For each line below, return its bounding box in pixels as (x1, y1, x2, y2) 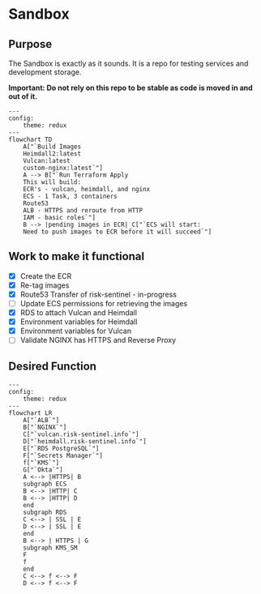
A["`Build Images (23, 143, 82, 151)
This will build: (23, 178, 82, 186)
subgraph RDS (23, 508, 67, 517)
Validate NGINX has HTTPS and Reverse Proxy (19, 335, 177, 345)
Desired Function (8, 359, 97, 373)
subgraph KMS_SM (23, 544, 79, 552)
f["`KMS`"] (23, 459, 60, 467)
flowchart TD (8, 135, 53, 143)
